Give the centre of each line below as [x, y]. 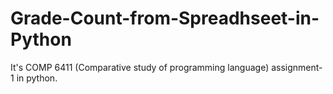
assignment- [297, 67]
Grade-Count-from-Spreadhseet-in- [165, 18]
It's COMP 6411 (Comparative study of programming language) [140, 67]
